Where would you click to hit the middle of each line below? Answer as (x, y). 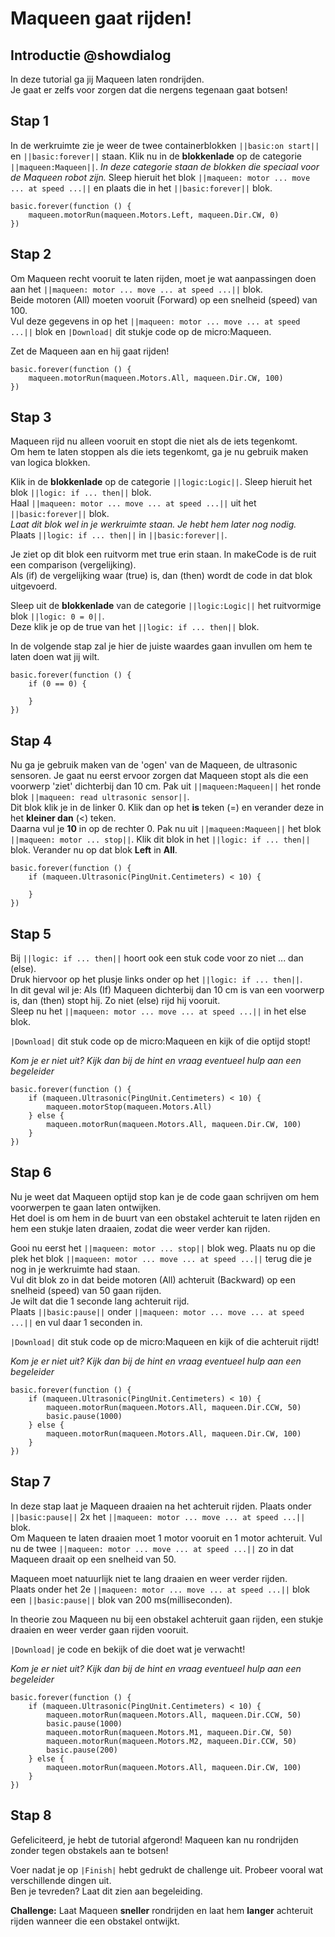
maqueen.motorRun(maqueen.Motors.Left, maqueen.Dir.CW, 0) (154, 215)
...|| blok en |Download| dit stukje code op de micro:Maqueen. (141, 331)
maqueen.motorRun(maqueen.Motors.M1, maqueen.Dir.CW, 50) (169, 1732)
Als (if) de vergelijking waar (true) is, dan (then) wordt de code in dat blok (161, 576)
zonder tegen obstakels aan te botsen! (89, 1850)
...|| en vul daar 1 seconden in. (76, 1322)
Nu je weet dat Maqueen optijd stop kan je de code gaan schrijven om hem (165, 1196)
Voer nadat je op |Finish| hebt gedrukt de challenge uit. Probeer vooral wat (167, 1869)
